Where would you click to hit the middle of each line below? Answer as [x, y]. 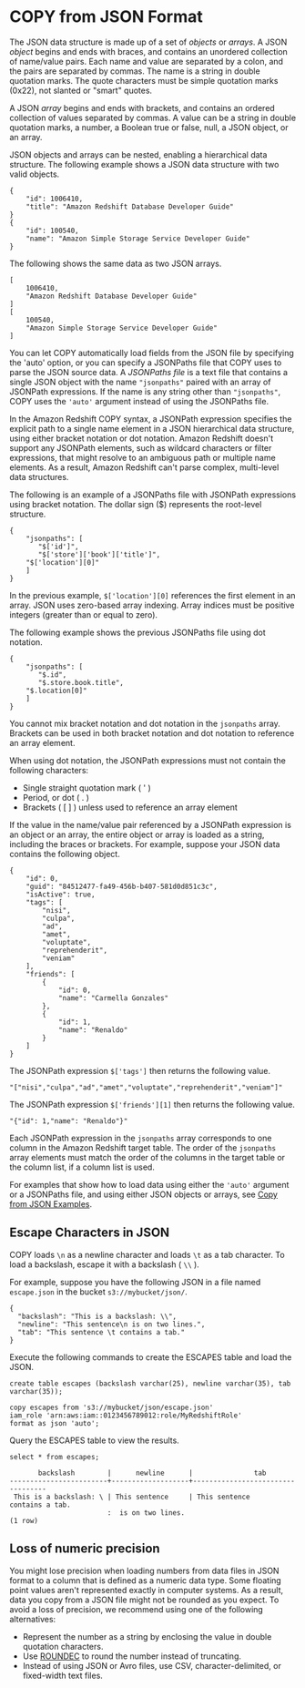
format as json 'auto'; [55, 1423]
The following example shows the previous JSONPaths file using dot [137, 632]
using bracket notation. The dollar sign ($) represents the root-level [136, 504]
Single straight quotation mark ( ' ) [87, 788]
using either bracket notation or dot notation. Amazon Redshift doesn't [142, 438]
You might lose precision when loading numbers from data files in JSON [144, 1570]
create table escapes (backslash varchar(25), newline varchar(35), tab [150, 1383]
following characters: [49, 770]
